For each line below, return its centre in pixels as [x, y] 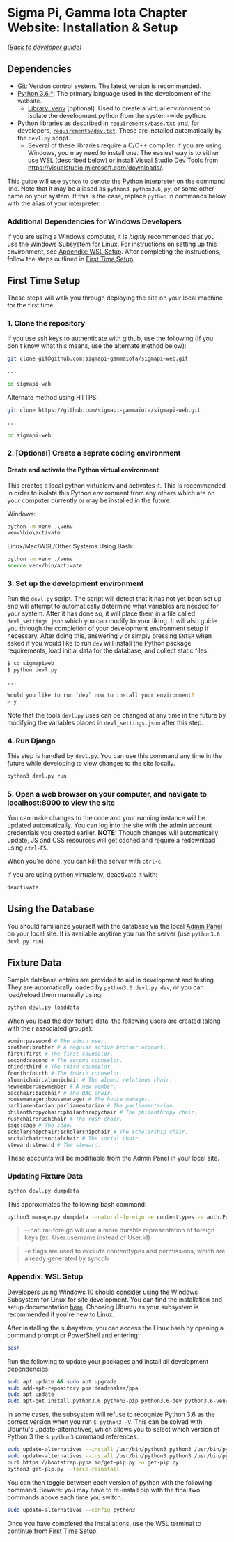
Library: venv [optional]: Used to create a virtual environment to [119, 108]
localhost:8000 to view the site [61, 803]
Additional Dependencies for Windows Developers [95, 221]
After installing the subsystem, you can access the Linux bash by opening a [116, 1328]
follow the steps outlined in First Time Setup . [71, 259]
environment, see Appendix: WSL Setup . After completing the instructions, [114, 252]
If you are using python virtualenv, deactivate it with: [83, 875]
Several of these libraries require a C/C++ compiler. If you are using [125, 145]
